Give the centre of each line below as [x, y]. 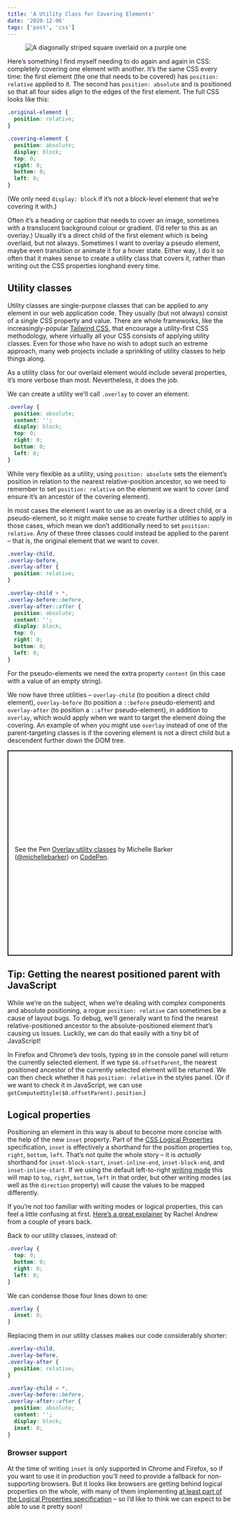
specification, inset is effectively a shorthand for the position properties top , [120, 1147]
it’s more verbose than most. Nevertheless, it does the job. [93, 380]
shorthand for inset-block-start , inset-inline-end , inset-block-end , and [116, 1162]
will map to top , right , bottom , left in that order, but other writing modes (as [120, 1178]
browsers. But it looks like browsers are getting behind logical [132, 1484]
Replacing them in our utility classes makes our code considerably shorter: [117, 1336]
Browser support [37, 1453]
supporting [24, 1484]
